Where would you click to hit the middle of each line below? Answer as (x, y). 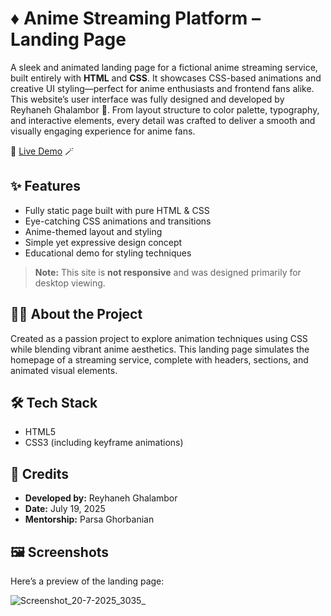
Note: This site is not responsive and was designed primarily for (168, 272)
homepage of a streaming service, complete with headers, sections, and (159, 359)
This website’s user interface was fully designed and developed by (147, 99)
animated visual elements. (64, 370)
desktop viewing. (70, 283)
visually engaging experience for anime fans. (103, 131)
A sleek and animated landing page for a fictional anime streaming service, (164, 67)
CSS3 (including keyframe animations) (104, 443)
